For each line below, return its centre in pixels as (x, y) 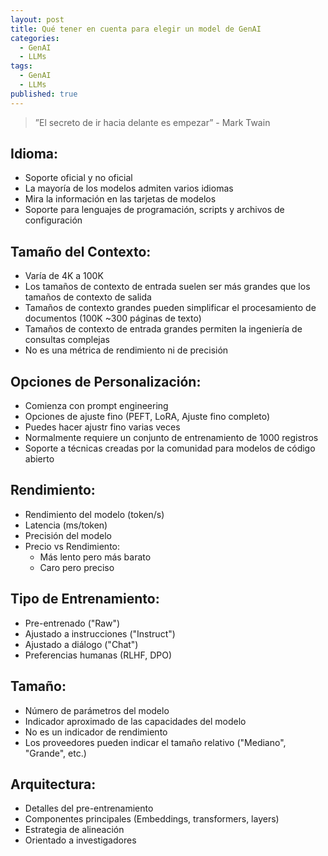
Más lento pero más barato (95, 557)
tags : (21, 66)
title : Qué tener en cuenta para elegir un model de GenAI (136, 29)
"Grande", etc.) (55, 753)
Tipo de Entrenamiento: (85, 599)
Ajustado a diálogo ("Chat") (81, 644)
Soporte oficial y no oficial (78, 178)
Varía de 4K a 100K (64, 276)
